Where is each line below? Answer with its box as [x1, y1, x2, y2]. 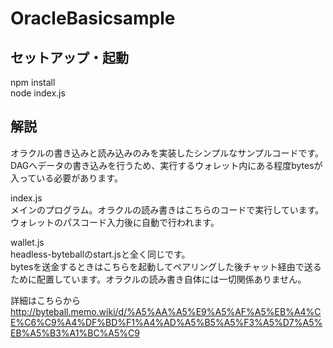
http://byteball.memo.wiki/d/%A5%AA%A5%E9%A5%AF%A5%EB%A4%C [10, 305, 322, 317]
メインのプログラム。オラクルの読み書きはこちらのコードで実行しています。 [10, 203, 325, 216]
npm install [10, 77, 56, 88]
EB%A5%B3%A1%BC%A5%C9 [10, 327, 140, 339]
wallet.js [10, 236, 45, 248]
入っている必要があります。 [10, 172, 123, 184]
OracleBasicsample [10, 7, 176, 30]
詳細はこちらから [10, 294, 81, 306]
